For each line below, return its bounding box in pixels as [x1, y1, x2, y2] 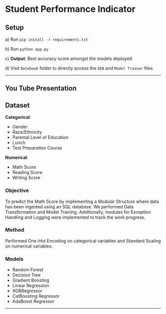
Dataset [5, 101, 30, 110]
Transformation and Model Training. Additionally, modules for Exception [5, 209, 152, 215]
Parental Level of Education [12, 134, 69, 140]
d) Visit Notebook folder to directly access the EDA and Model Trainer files [5, 65, 153, 71]
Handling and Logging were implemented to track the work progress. [5, 214, 146, 220]
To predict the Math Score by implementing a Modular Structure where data [5, 198, 159, 204]
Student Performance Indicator [5, 3, 136, 15]
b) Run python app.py [5, 46, 49, 52]
